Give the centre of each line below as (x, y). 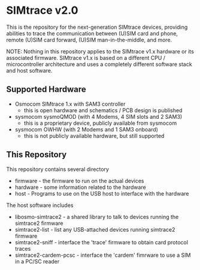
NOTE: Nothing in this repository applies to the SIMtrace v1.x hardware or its (100, 51)
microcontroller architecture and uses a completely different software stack (99, 64)
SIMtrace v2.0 (42, 10)
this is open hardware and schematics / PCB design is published (103, 110)
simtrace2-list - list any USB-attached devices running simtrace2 (95, 229)
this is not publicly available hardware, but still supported (94, 136)
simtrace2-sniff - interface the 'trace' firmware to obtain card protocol (101, 242)
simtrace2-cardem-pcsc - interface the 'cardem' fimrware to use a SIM (103, 255)
